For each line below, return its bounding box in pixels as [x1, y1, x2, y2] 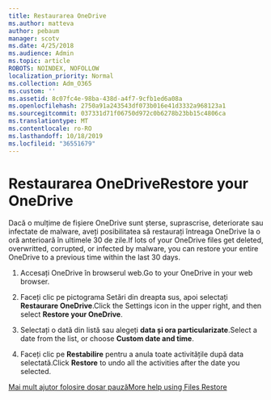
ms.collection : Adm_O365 [8, 79, 92, 87]
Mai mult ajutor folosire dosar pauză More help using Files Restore [8, 382, 228, 392]
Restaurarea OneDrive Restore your [8, 175, 249, 192]
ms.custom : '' [8, 86, 57, 95]
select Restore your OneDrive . [19, 309, 123, 319]
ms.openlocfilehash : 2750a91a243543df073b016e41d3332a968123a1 [8, 102, 227, 110]
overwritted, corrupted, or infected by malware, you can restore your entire [8, 244, 259, 254]
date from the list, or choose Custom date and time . [19, 334, 194, 343]
